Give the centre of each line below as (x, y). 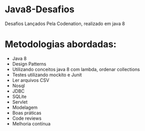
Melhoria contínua (31, 123)
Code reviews (27, 118)
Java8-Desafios (40, 9)
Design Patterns (29, 64)
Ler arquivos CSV (31, 80)
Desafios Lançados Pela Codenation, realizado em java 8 (65, 24)
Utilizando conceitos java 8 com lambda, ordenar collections (76, 69)
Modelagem (25, 107)
